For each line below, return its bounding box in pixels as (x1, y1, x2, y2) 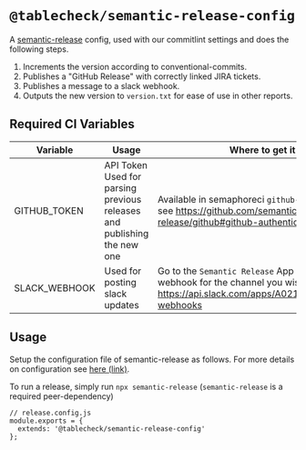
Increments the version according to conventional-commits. (22, 61, 248, 72)
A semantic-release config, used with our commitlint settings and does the (9, 34, 290, 45)
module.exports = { (9, 416, 84, 425)
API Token (104, 158, 148, 171)
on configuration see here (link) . (9, 363, 130, 375)
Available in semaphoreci (158, 193, 265, 205)
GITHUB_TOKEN (14, 204, 84, 216)
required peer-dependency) (9, 390, 114, 402)
